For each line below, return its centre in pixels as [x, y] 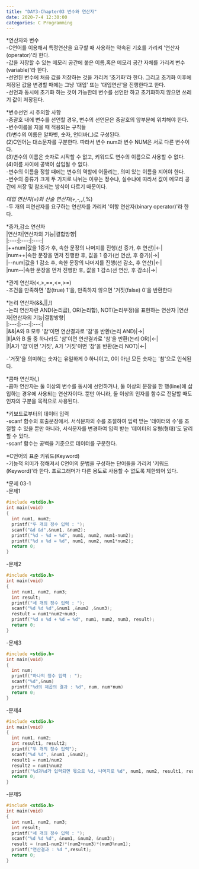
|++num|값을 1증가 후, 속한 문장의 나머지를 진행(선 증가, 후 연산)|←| [84, 248]
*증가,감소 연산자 [26, 227]
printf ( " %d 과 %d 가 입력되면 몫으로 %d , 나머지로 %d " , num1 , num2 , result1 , [97, 771]
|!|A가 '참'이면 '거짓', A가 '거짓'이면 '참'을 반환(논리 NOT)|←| [76, 346]
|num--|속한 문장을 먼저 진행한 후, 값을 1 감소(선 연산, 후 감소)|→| [82, 270]
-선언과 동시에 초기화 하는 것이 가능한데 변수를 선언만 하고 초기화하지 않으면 [93, 92]
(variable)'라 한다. [27, 70]
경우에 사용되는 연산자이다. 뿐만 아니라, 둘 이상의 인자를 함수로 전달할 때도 [107, 394]
